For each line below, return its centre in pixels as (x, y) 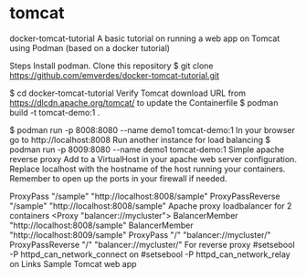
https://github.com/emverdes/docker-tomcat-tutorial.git (114, 75)
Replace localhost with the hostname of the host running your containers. (148, 169)
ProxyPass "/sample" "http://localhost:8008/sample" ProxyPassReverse (145, 196)
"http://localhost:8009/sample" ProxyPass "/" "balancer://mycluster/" (140, 234)
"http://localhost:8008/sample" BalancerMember (101, 225)
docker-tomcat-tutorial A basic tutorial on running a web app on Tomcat (145, 38)
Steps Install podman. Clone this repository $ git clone (111, 66)
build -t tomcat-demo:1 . (55, 112)
